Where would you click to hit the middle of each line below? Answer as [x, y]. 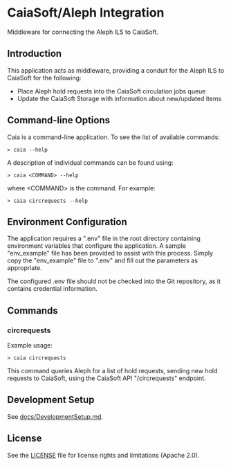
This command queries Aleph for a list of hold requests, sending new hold [112, 371]
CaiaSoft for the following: [44, 78]
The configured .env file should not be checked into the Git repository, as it [114, 281]
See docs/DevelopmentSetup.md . [55, 416]
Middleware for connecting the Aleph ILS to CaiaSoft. [83, 32]
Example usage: [30, 346]
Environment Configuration [67, 222]
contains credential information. [53, 289]
